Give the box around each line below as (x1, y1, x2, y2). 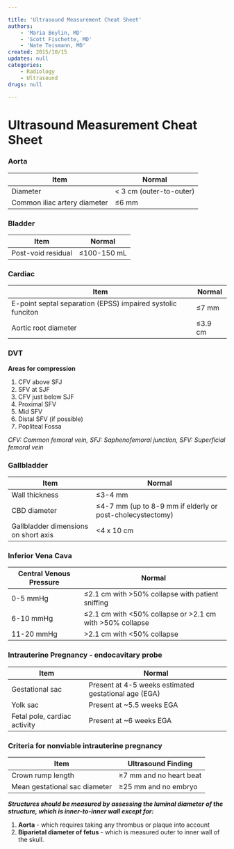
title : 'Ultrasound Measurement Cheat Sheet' (8, 16, 142, 23)
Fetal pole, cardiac (11, 711, 72, 721)
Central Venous (17, 569, 71, 578)
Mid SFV (17, 407, 43, 415)
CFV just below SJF (17, 392, 75, 401)
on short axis (11, 530, 54, 540)
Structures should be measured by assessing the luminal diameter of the (8, 800, 224, 808)
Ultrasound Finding (127, 759, 193, 768)
